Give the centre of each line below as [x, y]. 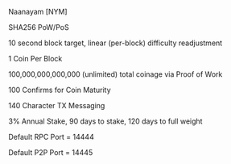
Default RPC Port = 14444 [51, 137]
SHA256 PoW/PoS [39, 27]
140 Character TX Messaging [57, 105]
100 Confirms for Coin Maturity [60, 90]
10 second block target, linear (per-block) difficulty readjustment [115, 43]
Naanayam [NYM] [38, 12]
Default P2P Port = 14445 [51, 152]
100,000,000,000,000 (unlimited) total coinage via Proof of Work [115, 74]
